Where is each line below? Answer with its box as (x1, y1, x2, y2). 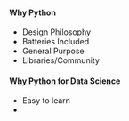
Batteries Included (21, 36, 90, 47)
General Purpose (21, 45, 85, 57)
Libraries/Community (21, 55, 101, 66)
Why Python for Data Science (9, 76, 121, 86)
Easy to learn (21, 95, 71, 106)
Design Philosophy (21, 27, 92, 37)
